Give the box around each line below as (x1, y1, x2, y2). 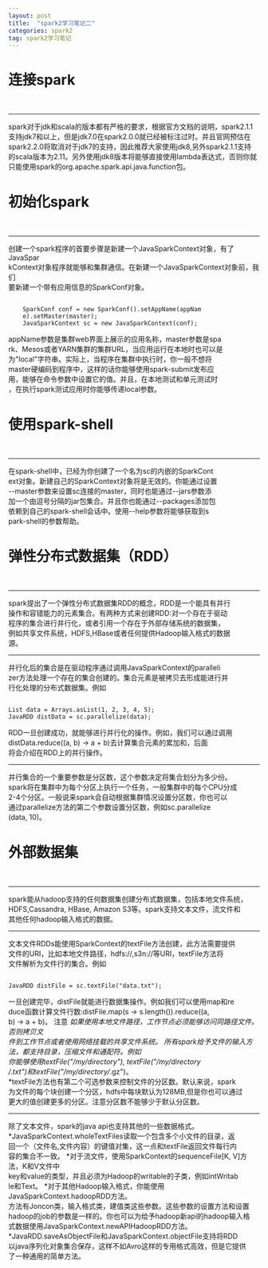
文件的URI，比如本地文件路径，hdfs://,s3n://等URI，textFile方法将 (8, 949, 224, 958)
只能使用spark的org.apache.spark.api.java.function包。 (8, 162, 191, 172)
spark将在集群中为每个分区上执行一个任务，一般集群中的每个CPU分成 (8, 782, 238, 792)
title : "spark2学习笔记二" (8, 19, 96, 27)
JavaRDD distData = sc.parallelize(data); (8, 713, 152, 721)
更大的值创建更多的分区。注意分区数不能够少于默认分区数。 (8, 1097, 204, 1106)
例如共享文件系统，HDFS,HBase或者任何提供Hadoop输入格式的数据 (8, 629, 231, 638)
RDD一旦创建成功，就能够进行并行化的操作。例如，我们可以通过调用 (8, 728, 233, 737)
